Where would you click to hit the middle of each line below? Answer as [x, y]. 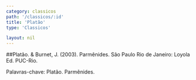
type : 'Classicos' [28, 28]
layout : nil [20, 38]
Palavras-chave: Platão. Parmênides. [50, 72]
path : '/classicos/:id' [35, 17]
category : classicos [31, 11]
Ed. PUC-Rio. [22, 61]
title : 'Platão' [26, 22]
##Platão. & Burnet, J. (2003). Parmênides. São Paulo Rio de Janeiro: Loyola [98, 54]
